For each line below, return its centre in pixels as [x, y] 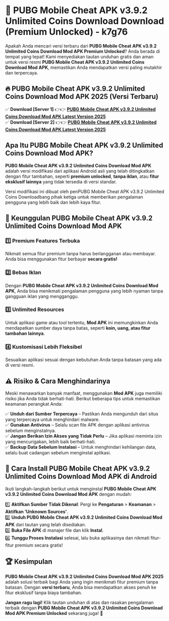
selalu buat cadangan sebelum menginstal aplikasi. [58, 452]
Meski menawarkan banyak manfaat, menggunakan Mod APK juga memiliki [84, 393]
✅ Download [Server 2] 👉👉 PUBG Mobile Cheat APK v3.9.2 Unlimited [81, 122]
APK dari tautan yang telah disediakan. [46, 524]
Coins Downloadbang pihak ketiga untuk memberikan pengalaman [74, 197]
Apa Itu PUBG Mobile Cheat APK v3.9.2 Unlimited [84, 146]
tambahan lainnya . [25, 333]
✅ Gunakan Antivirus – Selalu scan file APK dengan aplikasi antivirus [77, 424]
